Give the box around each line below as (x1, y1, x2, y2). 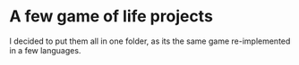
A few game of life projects (9, 6, 213, 27)
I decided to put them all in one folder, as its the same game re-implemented (9, 36, 291, 46)
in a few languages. (9, 45, 81, 55)
